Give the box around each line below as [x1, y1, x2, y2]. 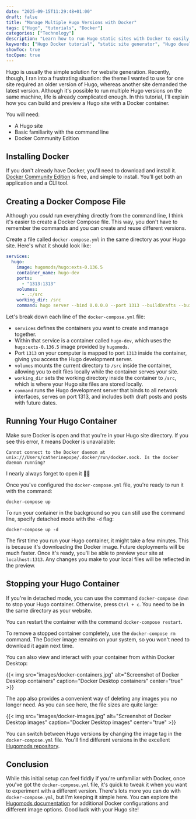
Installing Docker [6, 152, 69, 162]
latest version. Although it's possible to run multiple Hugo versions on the [6, 87, 183, 94]
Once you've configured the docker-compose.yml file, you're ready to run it [6, 481, 184, 488]
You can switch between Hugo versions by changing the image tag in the [6, 730, 182, 737]
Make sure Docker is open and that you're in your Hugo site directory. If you [6, 431, 188, 439]
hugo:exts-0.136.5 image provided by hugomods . [14, 344, 129, 350]
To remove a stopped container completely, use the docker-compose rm [6, 630, 176, 637]
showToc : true [6, 47, 41, 53]
